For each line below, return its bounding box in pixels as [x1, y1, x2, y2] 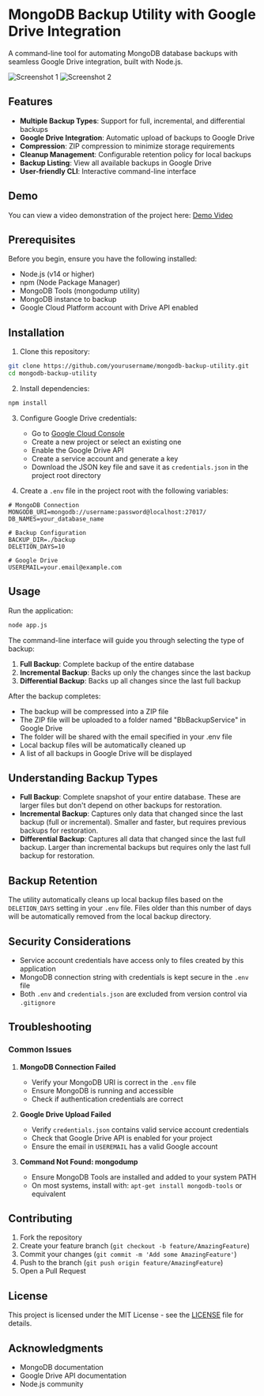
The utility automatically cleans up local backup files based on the [8, 895, 224, 905]
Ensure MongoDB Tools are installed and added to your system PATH [31, 1172, 257, 1182]
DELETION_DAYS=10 [8, 543, 66, 551]
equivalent [31, 1189, 66, 1198]
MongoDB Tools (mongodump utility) [19, 286, 141, 295]
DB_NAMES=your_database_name [8, 515, 104, 523]
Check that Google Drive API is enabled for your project [31, 1133, 213, 1142]
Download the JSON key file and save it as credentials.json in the [31, 462, 249, 472]
